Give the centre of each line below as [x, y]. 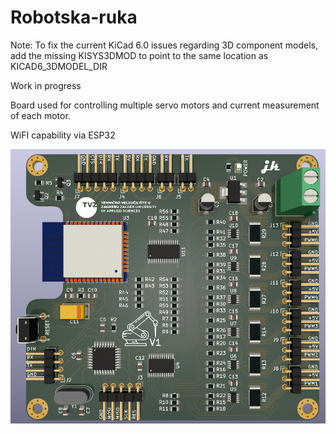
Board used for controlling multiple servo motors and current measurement [165, 105]
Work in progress [46, 85]
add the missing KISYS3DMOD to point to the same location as [139, 55]
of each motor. [40, 115]
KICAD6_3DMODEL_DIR [59, 66]
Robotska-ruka [74, 17]
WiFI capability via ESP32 [63, 135]
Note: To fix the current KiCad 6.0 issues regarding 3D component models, [164, 45]
